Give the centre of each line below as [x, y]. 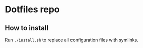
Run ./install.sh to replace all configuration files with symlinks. [72, 40]
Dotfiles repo [32, 9]
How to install [27, 28]
